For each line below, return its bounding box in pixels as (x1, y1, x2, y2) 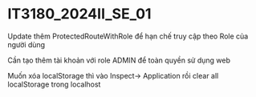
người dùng (7, 39, 46, 49)
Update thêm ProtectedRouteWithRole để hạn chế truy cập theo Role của (7, 31, 249, 41)
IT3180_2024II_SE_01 (7, 5, 152, 23)
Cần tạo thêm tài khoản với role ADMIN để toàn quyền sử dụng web (7, 55, 230, 65)
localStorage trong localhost (7, 79, 101, 89)
